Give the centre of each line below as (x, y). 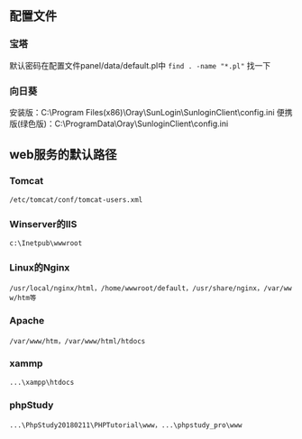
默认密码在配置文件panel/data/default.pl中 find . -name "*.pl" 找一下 (140, 65)
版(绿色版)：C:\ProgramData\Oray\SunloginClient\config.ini (119, 123)
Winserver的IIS (43, 224)
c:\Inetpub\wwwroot (46, 243)
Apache (27, 321)
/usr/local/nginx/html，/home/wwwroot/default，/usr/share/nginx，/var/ (146, 288)
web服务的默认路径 (63, 155)
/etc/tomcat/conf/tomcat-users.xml (76, 200)
